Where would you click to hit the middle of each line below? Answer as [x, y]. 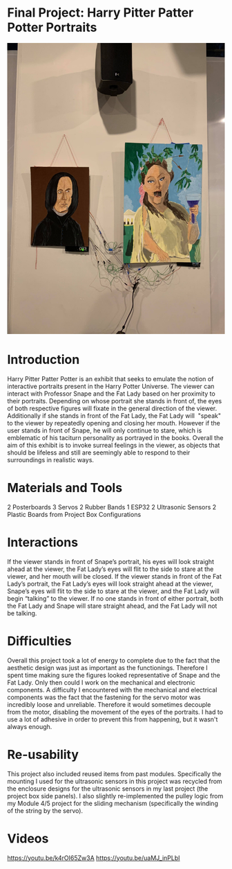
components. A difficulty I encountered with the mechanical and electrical [112, 690]
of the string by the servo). [45, 810]
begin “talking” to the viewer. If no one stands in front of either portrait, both [115, 598]
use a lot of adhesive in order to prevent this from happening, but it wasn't [113, 719]
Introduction [43, 360]
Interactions [42, 543]
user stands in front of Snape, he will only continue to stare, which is [105, 430]
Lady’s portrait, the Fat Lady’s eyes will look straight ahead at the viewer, [110, 583]
